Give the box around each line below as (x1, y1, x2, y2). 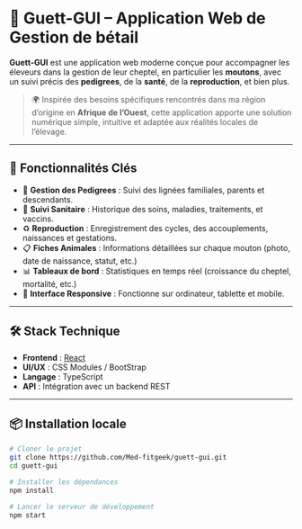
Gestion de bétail (9, 27, 139, 48)
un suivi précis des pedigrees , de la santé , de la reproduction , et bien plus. (9, 76, 290, 86)
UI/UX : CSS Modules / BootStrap (22, 362, 147, 372)
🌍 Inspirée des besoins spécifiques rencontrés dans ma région (31, 94, 266, 104)
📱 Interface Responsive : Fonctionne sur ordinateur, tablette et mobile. (22, 288, 285, 299)
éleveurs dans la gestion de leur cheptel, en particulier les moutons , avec (9, 67, 282, 77)
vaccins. (22, 213, 54, 224)
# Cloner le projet (9, 444, 83, 453)
